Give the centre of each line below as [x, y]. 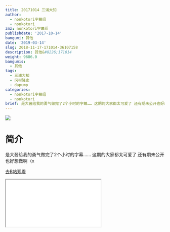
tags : [11, 71]
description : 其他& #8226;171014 [38, 52]
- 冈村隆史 [20, 80]
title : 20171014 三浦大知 [31, 10]
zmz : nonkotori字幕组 [27, 29]
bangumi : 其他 [19, 38]
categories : [18, 90]
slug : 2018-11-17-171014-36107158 [42, 47]
